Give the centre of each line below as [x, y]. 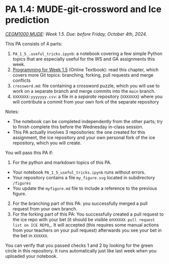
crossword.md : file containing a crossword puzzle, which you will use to [86, 86]
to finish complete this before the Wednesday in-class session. [78, 127]
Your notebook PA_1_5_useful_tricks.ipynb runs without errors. [79, 172]
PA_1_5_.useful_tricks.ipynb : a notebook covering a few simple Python [88, 54]
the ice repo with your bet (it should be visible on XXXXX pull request [84, 219]
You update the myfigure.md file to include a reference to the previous [85, 188]
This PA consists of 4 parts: [34, 43]
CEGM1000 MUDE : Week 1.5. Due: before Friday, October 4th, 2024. [76, 34]
